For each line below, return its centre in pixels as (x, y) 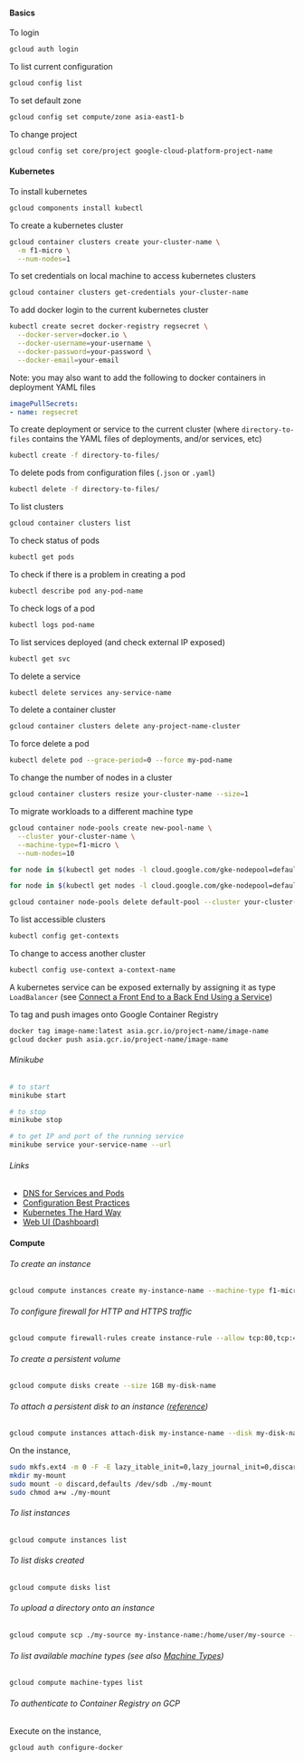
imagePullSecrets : (44, 404)
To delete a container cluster (63, 709)
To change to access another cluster (78, 954)
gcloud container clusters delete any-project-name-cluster (125, 727)
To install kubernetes (48, 191)
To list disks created (47, 1560)
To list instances (40, 1513)
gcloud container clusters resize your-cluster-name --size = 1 (129, 795)
